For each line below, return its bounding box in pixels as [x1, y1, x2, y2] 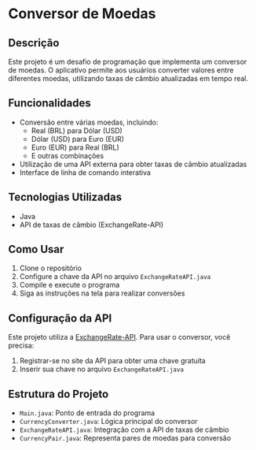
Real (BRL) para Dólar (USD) [31, 125, 123, 135]
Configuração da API [8, 311, 112, 325]
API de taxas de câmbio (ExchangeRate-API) [19, 220, 164, 229]
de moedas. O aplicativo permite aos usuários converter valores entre [8, 65, 234, 75]
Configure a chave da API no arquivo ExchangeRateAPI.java [19, 272, 211, 281]
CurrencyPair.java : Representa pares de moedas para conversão [19, 433, 232, 443]
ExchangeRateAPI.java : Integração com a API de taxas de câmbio [19, 425, 229, 434]
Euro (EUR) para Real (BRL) [31, 143, 119, 152]
